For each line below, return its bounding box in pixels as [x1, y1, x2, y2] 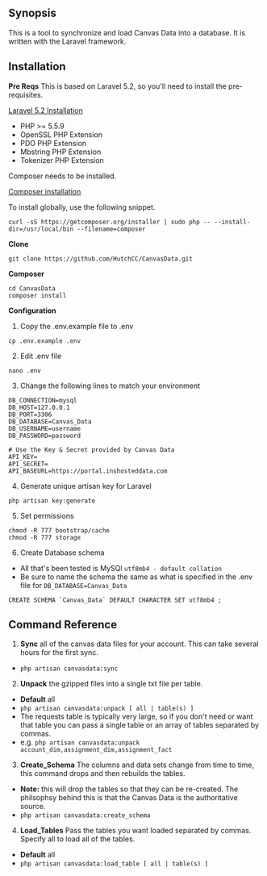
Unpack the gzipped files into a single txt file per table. [19, 679, 203, 689]
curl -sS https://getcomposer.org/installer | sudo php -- [8, 218, 211, 226]
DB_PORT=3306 [8, 411, 52, 419]
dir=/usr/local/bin [8, 225, 74, 233]
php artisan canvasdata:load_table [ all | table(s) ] [19, 860, 209, 868]
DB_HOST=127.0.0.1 [8, 403, 70, 411]
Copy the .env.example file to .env [19, 321, 134, 331]
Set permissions [19, 511, 74, 520]
